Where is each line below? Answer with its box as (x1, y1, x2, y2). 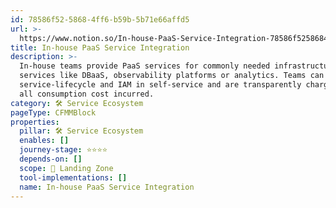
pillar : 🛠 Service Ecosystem (19, 126, 144, 136)
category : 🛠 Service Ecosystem (10, 98, 144, 108)
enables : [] (19, 136, 70, 146)
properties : (10, 117, 60, 127)
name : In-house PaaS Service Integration (19, 182, 195, 192)
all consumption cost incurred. (19, 89, 155, 99)
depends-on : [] (19, 154, 83, 164)
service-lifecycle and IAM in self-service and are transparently (19, 80, 302, 90)
